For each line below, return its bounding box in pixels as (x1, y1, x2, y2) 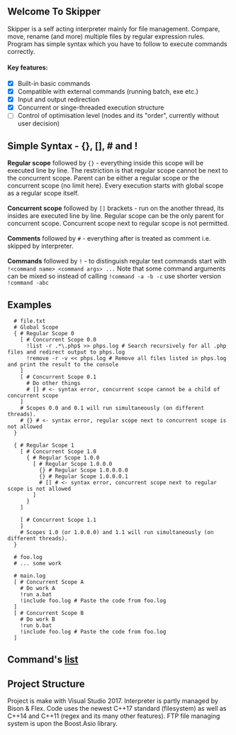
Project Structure (7, 677, 85, 690)
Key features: (7, 63, 48, 72)
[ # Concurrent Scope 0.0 (20, 336, 97, 343)
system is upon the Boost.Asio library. (7, 719, 118, 728)
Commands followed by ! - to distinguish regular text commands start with (7, 257, 227, 266)
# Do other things (26, 379, 81, 386)
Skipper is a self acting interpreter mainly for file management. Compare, (7, 24, 220, 33)
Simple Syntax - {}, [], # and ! (7, 140, 138, 152)
